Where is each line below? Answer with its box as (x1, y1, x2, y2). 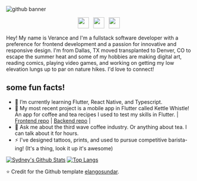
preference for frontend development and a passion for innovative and (6, 41, 176, 47)
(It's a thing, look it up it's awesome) (25, 144, 113, 152)
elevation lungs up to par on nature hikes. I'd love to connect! (6, 65, 155, 73)
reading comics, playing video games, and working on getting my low (6, 60, 175, 66)
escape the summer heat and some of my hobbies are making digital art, (6, 53, 182, 60)
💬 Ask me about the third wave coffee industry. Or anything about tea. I (14, 123, 187, 130)
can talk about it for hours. (14, 130, 79, 137)
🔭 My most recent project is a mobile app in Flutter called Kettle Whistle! (14, 104, 189, 111)
